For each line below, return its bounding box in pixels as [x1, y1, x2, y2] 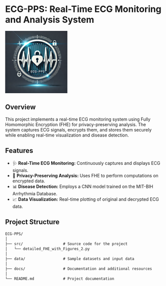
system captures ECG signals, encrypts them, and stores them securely [5, 127, 152, 133]
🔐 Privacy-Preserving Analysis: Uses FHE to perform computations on [12, 172, 159, 178]
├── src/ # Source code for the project [5, 242, 128, 247]
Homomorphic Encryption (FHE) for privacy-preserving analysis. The [5, 121, 146, 128]
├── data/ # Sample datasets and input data [5, 257, 135, 262]
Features [5, 146, 33, 155]
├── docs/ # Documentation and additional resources [5, 267, 153, 272]
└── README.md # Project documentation [5, 277, 114, 282]
